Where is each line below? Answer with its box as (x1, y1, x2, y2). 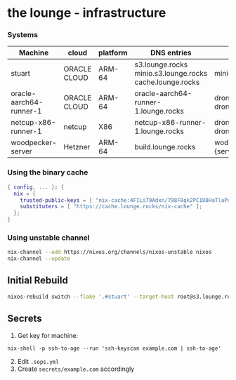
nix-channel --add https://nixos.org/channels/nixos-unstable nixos (7, 249, 212, 256)
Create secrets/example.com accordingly (17, 365, 135, 373)
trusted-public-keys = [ (20, 196, 93, 204)
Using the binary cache (7, 168, 88, 177)
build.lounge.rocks (134, 142, 196, 152)
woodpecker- (11, 138, 58, 148)
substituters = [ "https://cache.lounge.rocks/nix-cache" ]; (20, 203, 202, 210)
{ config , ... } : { (7, 184, 65, 191)
